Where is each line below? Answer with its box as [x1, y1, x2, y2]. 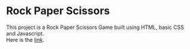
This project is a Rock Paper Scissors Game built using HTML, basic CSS [6, 24, 184, 31]
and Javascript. [6, 30, 45, 37]
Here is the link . [6, 36, 45, 43]
